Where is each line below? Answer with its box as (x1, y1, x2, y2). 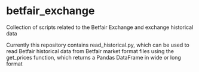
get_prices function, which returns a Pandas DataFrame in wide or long (6, 54, 181, 61)
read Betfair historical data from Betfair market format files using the (6, 47, 174, 54)
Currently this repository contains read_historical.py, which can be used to (6, 41, 189, 48)
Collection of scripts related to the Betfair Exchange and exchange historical (6, 24, 194, 31)
